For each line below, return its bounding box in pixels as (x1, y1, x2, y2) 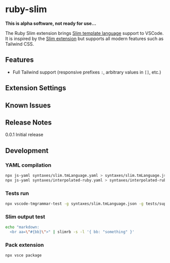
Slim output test (5, 213, 46, 220)
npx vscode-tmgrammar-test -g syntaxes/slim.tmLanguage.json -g (5, 201, 144, 206)
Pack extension (5, 241, 44, 248)
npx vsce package (5, 253, 42, 258)
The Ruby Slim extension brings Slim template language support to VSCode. (5, 30, 164, 36)
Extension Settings (5, 84, 66, 92)
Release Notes (5, 118, 52, 127)
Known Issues (5, 101, 51, 109)
